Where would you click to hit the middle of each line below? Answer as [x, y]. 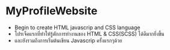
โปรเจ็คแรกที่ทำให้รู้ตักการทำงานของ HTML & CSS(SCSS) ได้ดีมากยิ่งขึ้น [89, 33]
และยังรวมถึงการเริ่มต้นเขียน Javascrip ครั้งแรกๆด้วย [68, 40]
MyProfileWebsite [52, 11]
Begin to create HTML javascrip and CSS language [77, 27]
